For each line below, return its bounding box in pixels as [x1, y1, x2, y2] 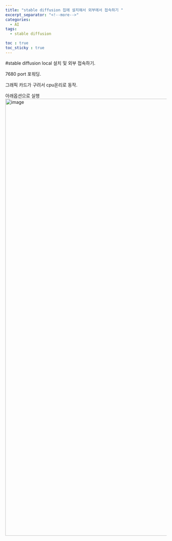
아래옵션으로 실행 [5, 93, 40, 99]
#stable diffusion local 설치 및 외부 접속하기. [5, 60, 96, 66]
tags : [5, 27, 17, 32]
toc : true [5, 40, 29, 46]
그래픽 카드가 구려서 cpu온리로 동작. [5, 81, 78, 88]
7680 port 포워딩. [5, 71, 41, 77]
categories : [5, 17, 31, 22]
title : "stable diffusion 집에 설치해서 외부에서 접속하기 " [5, 7, 123, 13]
